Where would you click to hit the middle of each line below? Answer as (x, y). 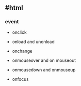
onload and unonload (33, 42)
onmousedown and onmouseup (44, 70)
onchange (22, 51)
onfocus (20, 79)
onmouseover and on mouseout (44, 60)
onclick (19, 32)
